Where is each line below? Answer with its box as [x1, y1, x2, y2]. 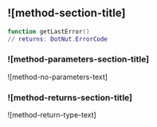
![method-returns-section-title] [7, 92, 133, 103]
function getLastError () [7, 27, 90, 35]
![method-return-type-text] [7, 110, 96, 120]
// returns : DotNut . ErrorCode [7, 35, 108, 43]
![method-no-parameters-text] [7, 72, 108, 81]
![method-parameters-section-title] [7, 54, 149, 65]
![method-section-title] [7, 6, 126, 20]
